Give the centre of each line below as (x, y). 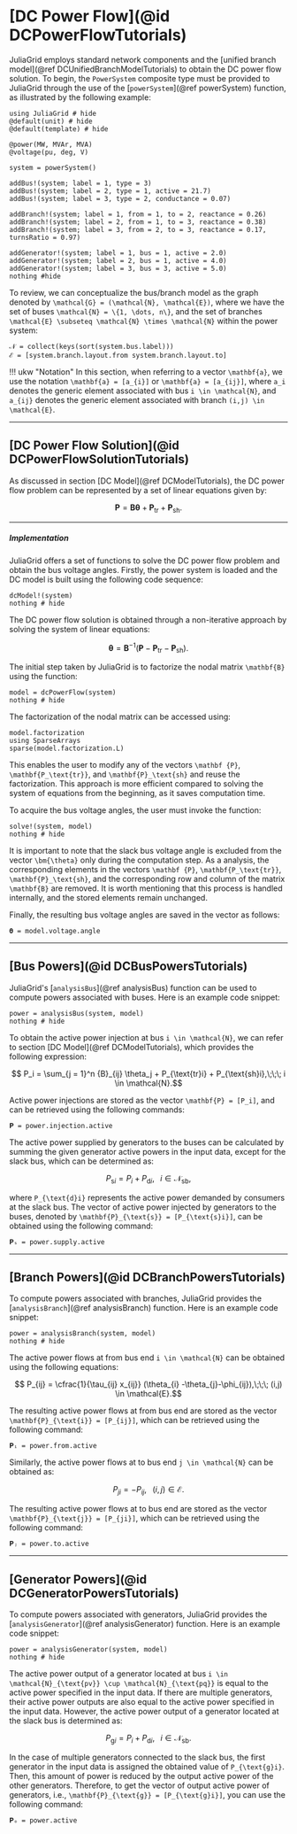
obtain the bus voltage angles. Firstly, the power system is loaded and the (144, 569)
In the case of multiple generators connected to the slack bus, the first (137, 1757)
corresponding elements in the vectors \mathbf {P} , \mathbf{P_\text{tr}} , (145, 869)
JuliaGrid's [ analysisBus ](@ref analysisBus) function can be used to (133, 987)
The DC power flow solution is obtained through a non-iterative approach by (148, 619)
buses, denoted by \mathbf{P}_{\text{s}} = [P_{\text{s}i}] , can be (136, 1216)
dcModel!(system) (41, 595)
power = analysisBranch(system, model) (83, 1334)
